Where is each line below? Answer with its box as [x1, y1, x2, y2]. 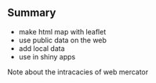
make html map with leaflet [18, 27, 107, 36]
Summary [7, 6, 56, 20]
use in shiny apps [18, 52, 76, 61]
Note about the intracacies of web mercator [7, 67, 149, 77]
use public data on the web [18, 35, 107, 45]
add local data [18, 43, 65, 53]
